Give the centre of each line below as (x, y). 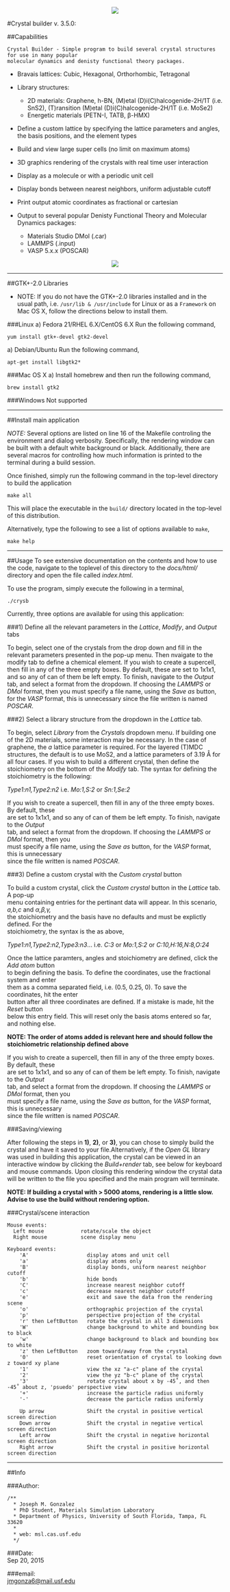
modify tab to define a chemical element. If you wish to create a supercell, (112, 662)
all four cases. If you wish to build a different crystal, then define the (103, 762)
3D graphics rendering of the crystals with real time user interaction (113, 162)
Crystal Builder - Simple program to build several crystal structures (111, 49)
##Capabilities (27, 37)
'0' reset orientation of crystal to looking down (121, 1357)
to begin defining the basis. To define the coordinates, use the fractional (109, 973)
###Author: (23, 1486)
